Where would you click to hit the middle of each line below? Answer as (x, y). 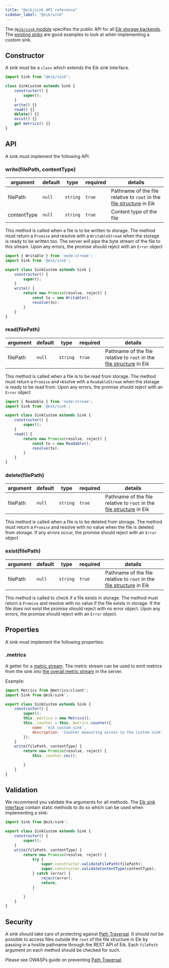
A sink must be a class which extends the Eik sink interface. (67, 68)
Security (19, 922)
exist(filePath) (23, 551)
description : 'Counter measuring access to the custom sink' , (99, 732)
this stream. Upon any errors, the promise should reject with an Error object (84, 247)
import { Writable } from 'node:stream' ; (49, 256)
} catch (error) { (51, 874)
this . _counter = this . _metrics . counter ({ (67, 723)
